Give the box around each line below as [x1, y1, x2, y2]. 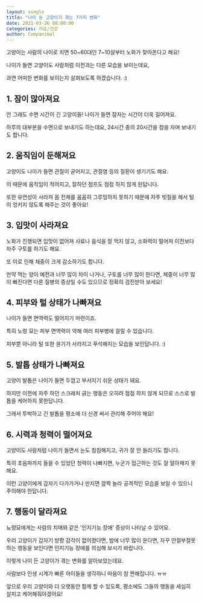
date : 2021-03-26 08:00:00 [6, 20, 74, 26]
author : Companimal [6, 31, 55, 37]
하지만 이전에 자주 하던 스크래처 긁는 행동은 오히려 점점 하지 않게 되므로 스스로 [6, 390, 190, 397]
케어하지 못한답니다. [17, 397, 65, 404]
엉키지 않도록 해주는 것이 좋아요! [12, 200, 89, 208]
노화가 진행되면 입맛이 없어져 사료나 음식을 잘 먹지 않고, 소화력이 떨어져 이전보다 [6, 237, 195, 244]
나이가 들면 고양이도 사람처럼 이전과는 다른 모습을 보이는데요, [6, 62, 150, 69]
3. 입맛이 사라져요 [6, 220, 69, 231]
